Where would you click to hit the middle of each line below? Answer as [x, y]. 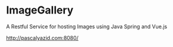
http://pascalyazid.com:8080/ [42, 38]
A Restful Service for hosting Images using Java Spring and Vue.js [86, 26]
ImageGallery [40, 10]
